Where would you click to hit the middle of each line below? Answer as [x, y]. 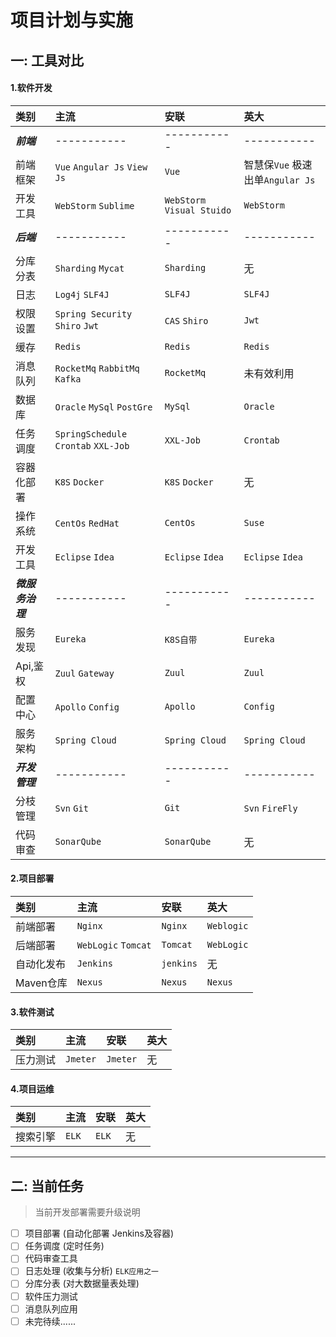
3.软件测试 [32, 1012]
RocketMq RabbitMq [97, 368]
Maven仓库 [41, 983]
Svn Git [71, 808]
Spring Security [93, 314]
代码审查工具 [51, 1258]
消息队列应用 [51, 1308]
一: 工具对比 [47, 60]
